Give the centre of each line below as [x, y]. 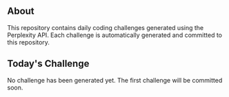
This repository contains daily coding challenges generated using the [106, 27]
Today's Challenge [48, 64]
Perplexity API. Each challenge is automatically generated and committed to [115, 35]
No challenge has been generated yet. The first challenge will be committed [115, 80]
